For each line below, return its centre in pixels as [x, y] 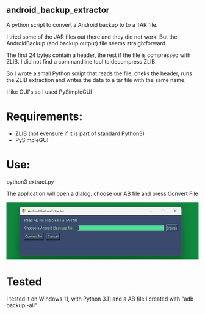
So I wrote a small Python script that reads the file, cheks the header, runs [99, 73]
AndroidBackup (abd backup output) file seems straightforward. [87, 43]
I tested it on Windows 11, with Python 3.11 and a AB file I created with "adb [100, 299]
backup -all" [22, 305]
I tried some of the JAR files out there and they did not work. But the [92, 37]
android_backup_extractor [58, 10]
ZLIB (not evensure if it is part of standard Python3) [80, 133]
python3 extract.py [30, 181]
